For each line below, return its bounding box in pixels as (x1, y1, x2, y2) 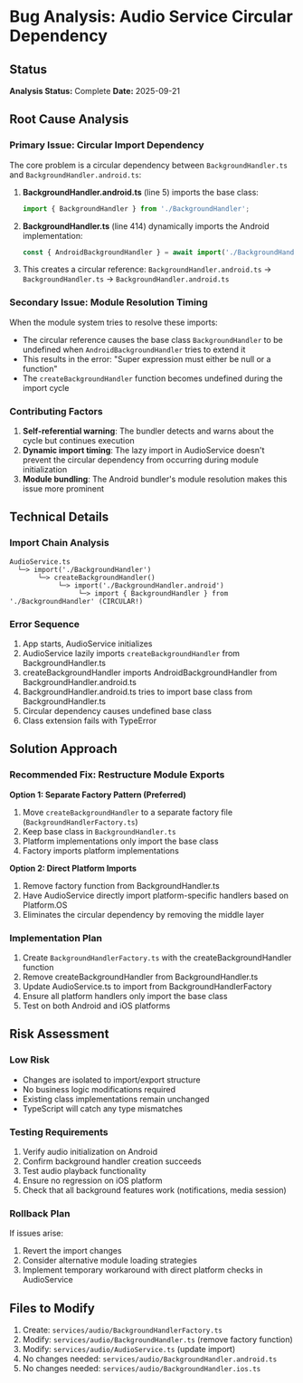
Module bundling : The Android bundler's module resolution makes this (22, 473, 288, 485)
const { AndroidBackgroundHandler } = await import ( (22, 247, 226, 257)
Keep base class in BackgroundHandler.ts (22, 825, 176, 836)
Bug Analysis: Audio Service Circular (9, 6, 294, 27)
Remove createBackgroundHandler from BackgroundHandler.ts (22, 971, 259, 982)
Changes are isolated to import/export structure (22, 1074, 201, 1085)
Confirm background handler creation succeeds (22, 1156, 202, 1167)
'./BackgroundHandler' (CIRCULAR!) (9, 596, 144, 606)
